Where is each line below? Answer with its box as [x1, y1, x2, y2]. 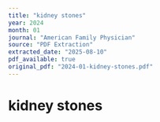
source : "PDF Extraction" [8, 41, 93, 49]
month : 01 [8, 26, 41, 34]
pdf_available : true [8, 56, 76, 64]
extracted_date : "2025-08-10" [8, 48, 108, 56]
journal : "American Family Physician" [8, 33, 136, 42]
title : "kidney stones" [8, 11, 87, 20]
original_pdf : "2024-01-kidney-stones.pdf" [8, 63, 154, 71]
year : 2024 [8, 19, 44, 27]
